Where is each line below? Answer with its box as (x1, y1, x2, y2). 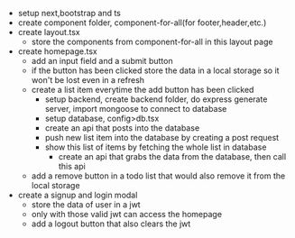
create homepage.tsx (17, 46, 97, 57)
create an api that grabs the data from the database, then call (58, 151, 287, 161)
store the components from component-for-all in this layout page (31, 36, 273, 47)
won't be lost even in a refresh (31, 75, 145, 85)
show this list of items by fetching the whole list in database (44, 142, 267, 152)
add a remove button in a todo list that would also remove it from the (31, 170, 286, 181)
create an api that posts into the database (44, 123, 200, 133)
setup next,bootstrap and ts (17, 8, 122, 18)
